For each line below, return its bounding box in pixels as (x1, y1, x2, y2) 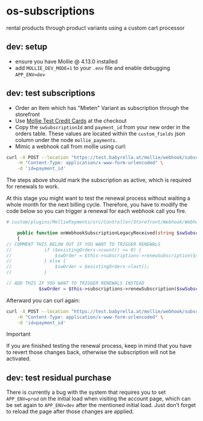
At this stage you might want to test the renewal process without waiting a (6, 194, 190, 202)
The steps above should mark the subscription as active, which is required (6, 176, 192, 184)
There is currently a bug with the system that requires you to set (6, 388, 166, 396)
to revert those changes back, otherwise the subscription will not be (6, 349, 176, 356)
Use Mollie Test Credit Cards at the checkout (14, 117, 127, 124)
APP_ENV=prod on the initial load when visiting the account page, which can (6, 395, 191, 402)
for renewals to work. (6, 183, 59, 190)
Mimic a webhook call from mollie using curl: (14, 143, 127, 150)
